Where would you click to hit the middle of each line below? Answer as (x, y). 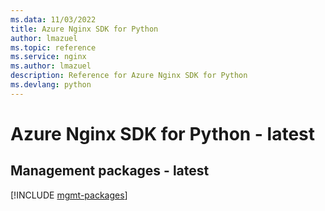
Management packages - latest (110, 171)
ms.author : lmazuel (51, 66)
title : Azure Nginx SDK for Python (84, 29)
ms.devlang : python (51, 85)
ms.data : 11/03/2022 (53, 19)
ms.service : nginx (48, 57)
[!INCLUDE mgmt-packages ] (69, 195)
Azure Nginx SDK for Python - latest (163, 133)
